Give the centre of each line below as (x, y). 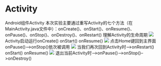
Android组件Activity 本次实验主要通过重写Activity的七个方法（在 (69, 23)
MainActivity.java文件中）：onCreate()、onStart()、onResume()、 (70, 29)
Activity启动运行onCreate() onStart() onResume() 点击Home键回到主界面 (80, 41)
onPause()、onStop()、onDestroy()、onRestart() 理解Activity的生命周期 (76, 35)
